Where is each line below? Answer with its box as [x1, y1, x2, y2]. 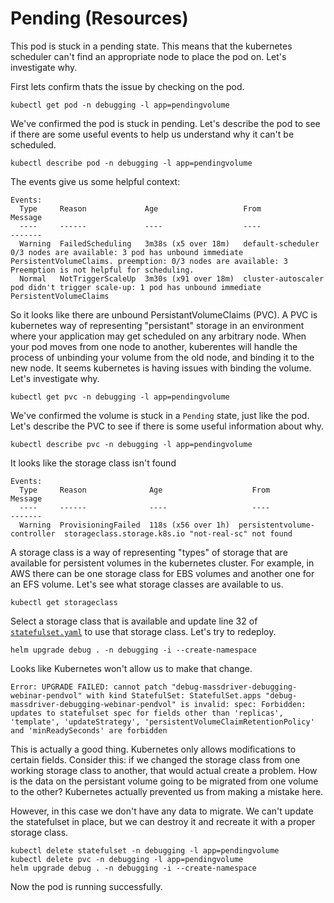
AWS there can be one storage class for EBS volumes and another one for [10, 567, 315, 579]
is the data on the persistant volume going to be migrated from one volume [10, 775, 319, 787]
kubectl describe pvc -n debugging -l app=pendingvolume [10, 439, 253, 449]
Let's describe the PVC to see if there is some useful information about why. [10, 420, 325, 432]
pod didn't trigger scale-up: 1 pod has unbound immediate [10, 282, 262, 292]
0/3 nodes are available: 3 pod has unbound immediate [10, 247, 244, 257]
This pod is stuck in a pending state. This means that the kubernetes [10, 40, 293, 52]
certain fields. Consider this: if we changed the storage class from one [10, 753, 301, 766]
